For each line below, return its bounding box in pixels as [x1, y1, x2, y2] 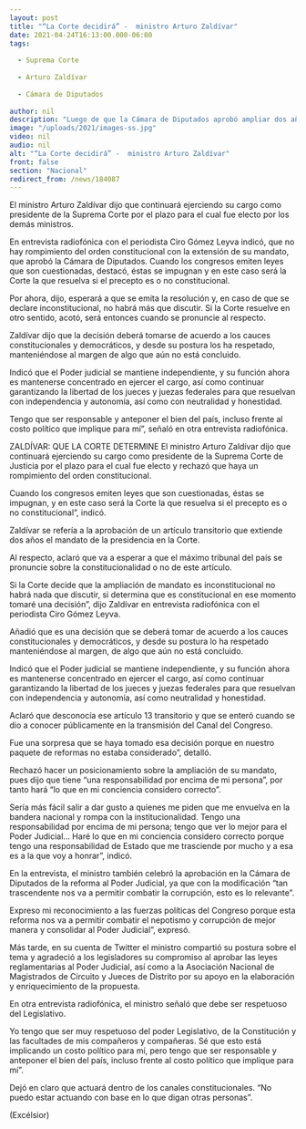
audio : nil [9, 140, 51, 150]
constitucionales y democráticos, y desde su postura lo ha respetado [9, 636, 269, 647]
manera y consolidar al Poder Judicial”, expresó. [9, 925, 191, 936]
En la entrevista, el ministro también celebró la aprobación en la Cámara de [9, 868, 291, 879]
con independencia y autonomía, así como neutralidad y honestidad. [9, 692, 267, 703]
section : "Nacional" [9, 166, 88, 175]
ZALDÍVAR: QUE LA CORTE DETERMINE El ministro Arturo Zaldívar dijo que [9, 441, 291, 452]
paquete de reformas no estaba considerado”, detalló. [9, 747, 212, 758]
